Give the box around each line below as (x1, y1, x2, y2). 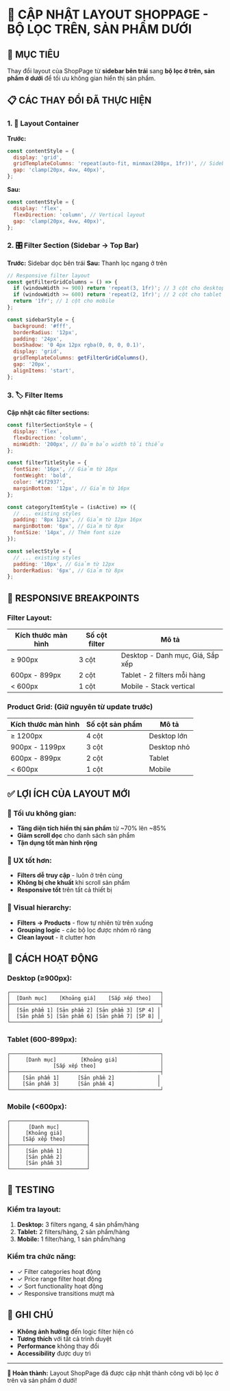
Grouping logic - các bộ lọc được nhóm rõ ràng (16, 925, 152, 934)
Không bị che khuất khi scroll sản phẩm (16, 879, 130, 887)
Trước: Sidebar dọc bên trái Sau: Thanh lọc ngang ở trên (7, 259, 168, 267)
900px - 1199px (10, 742, 66, 752)
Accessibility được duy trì (16, 1349, 91, 1357)
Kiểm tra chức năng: (7, 1252, 77, 1262)
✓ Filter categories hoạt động (16, 1267, 101, 1275)
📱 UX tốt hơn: (7, 855, 53, 865)
